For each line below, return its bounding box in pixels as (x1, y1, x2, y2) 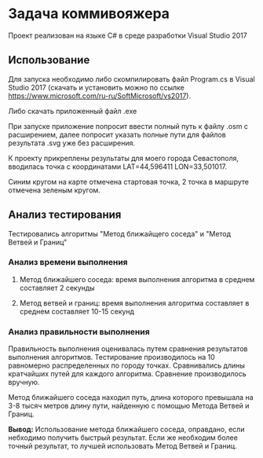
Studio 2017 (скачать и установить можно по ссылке (8, 82, 184, 92)
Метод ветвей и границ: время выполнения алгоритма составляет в (19, 298, 250, 307)
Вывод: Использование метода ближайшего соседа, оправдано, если (8, 425, 245, 434)
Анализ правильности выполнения (8, 326, 151, 337)
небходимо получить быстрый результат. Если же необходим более (8, 433, 238, 442)
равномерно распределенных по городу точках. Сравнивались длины (8, 361, 246, 370)
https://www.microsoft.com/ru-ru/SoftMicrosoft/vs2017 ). (8, 91, 191, 101)
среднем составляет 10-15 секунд (19, 306, 135, 316)
